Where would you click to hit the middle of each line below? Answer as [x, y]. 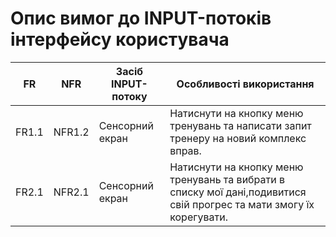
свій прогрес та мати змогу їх [242, 204]
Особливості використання [245, 84]
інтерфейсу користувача [120, 39]
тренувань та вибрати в [227, 179]
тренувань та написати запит [240, 125]
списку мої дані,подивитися [238, 192]
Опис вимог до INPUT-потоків [141, 18]
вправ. [185, 150]
